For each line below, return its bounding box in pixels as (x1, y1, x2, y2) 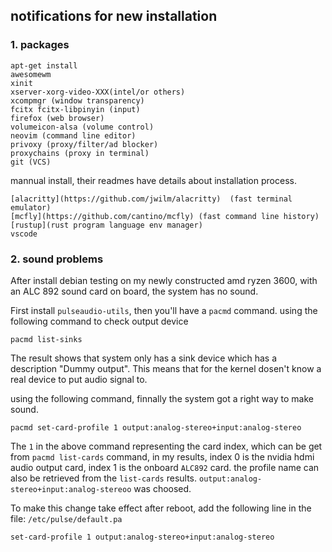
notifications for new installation (10, 8, 218, 25)
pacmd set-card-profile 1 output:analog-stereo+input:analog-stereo (10, 422, 302, 433)
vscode (10, 229, 38, 239)
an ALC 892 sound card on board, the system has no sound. (10, 285, 259, 297)
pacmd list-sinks (10, 334, 83, 344)
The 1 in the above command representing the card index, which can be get (10, 440, 323, 452)
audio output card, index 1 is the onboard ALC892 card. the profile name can (10, 461, 320, 473)
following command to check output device (10, 315, 189, 327)
